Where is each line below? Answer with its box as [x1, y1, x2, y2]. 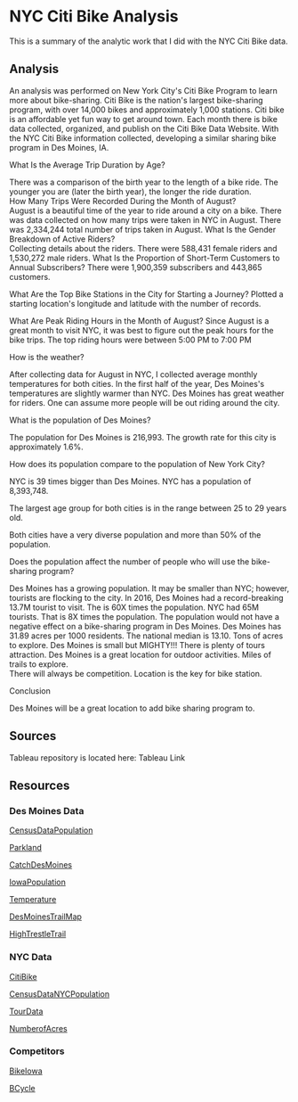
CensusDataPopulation [9, 825, 93, 835]
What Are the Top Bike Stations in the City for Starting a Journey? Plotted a [9, 288, 284, 300]
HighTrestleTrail [9, 929, 67, 940]
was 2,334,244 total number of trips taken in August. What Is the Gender [9, 224, 277, 234]
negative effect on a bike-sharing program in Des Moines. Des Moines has [9, 621, 282, 631]
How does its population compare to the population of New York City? [9, 458, 265, 469]
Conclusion [9, 685, 52, 696]
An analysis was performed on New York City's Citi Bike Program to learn [9, 85, 278, 95]
